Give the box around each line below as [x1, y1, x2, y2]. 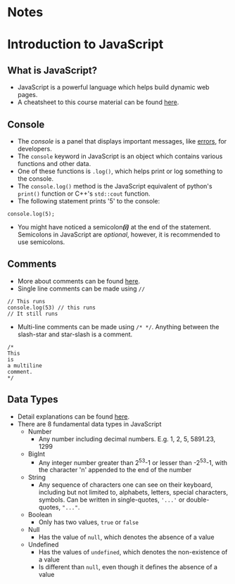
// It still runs [7, 310, 58, 317]
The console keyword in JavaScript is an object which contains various [17, 152, 223, 160]
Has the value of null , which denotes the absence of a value [38, 533, 215, 542]
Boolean [27, 511, 53, 519]
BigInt [27, 450, 46, 458]
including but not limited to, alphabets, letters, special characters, [38, 488, 229, 497]
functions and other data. [17, 160, 91, 167]
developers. [17, 145, 53, 153]
